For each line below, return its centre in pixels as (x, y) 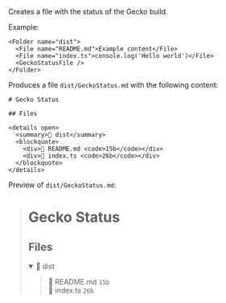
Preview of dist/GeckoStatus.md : (62, 185)
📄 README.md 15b (79, 282)
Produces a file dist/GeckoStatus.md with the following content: (113, 85)
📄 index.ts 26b (71, 290)
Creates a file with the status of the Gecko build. (88, 12)
